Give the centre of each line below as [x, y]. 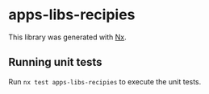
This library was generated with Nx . [67, 37]
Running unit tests [55, 62]
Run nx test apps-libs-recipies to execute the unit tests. [105, 81]
